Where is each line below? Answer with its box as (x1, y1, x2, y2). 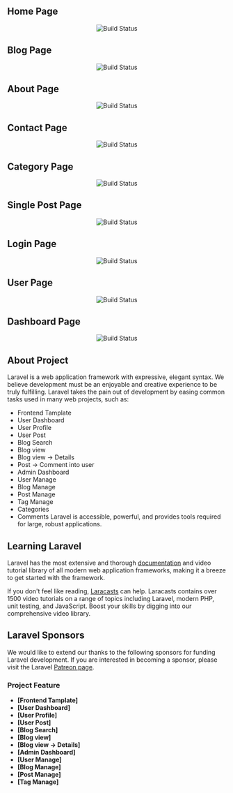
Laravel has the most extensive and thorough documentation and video (7, 558, 211, 567)
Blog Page (7, 45, 52, 57)
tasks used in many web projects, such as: (7, 395, 129, 403)
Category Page (7, 161, 74, 172)
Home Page (7, 6, 58, 17)
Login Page (7, 238, 57, 250)
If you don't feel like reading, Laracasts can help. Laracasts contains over (7, 586, 217, 595)
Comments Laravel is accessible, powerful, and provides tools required (17, 512, 221, 521)
